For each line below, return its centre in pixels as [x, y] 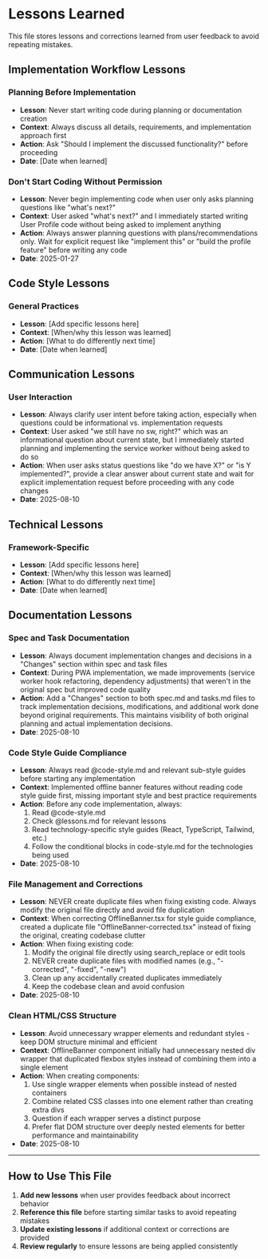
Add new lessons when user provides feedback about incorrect [125, 1195]
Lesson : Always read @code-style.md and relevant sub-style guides [133, 770]
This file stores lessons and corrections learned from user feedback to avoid [134, 36]
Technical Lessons [56, 524]
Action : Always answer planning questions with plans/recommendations [138, 233]
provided [35, 1238]
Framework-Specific [49, 547]
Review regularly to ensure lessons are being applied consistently [129, 1246]
